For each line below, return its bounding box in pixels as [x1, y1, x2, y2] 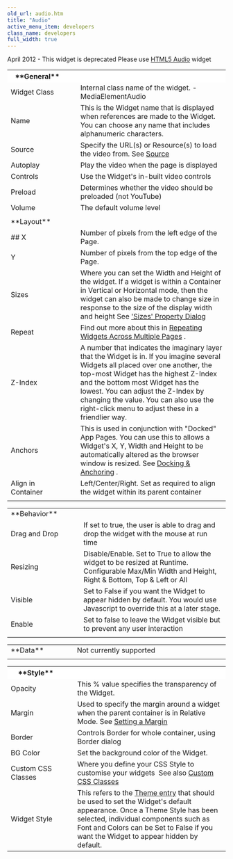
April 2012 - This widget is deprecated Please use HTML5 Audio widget [7, 55, 212, 63]
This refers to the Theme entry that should [77, 788, 215, 798]
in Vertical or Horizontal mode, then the [80, 286, 208, 296]
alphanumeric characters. [80, 129, 164, 139]
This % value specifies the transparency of [77, 680, 217, 689]
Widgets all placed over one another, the [80, 360, 213, 370]
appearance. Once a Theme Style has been [77, 805, 218, 815]
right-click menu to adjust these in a [80, 404, 199, 414]
